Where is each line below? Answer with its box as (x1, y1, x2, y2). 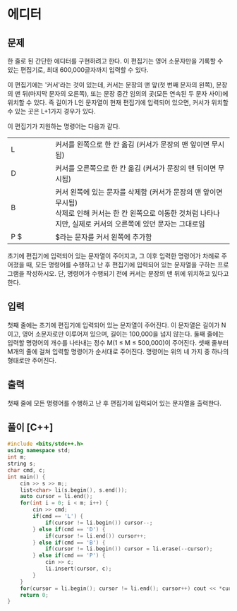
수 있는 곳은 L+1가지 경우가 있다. (7, 107, 96, 115)
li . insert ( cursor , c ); (44, 565, 112, 572)
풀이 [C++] (7, 421, 54, 434)
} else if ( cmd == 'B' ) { (32, 539, 106, 546)
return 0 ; (20, 591, 49, 598)
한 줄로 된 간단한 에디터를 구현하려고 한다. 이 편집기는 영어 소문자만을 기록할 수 (7, 57, 224, 65)
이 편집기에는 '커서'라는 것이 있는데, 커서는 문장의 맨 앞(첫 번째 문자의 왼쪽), (7, 80, 215, 89)
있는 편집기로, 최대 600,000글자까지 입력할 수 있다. (7, 66, 149, 74)
